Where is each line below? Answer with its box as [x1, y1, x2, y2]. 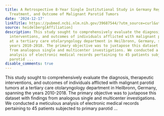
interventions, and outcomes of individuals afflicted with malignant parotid [5, 80, 154, 85]
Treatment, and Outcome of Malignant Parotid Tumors [9, 12, 119, 17]
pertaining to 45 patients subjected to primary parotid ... [5, 105, 118, 112]
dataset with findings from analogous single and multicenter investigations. [5, 95, 156, 101]
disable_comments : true [5, 61, 54, 66]
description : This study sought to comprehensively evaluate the [5, 30, 141, 34]
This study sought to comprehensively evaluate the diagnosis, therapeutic [5, 75, 154, 81]
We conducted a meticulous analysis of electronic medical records [5, 100, 139, 106]
